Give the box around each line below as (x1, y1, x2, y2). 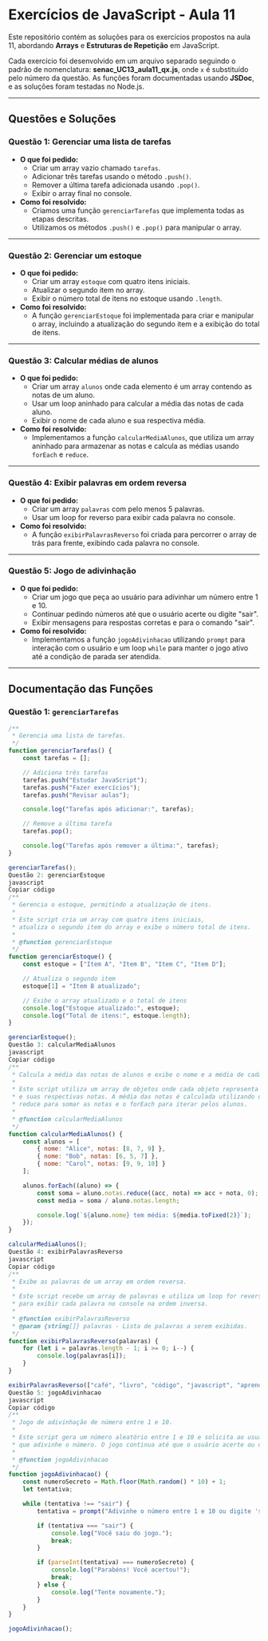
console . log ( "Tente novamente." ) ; (50, 1588, 166, 1596)
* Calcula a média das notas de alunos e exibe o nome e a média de (11, 1071, 245, 1079)
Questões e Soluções (8, 112, 116, 126)
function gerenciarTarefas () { (8, 746, 112, 755)
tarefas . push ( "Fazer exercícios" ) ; (22, 783, 141, 791)
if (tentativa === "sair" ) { (37, 1522, 134, 1530)
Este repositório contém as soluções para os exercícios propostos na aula (8, 32, 251, 42)
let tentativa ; (22, 1486, 73, 1494)
